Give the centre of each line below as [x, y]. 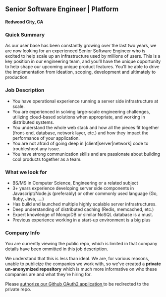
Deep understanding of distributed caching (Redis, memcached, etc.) [83, 209]
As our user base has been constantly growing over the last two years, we [81, 46]
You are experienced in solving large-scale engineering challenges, [81, 111]
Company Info [23, 233]
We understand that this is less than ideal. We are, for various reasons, [77, 259]
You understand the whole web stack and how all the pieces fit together [86, 127]
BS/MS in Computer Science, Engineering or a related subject [75, 183]
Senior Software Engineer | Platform [62, 9]
